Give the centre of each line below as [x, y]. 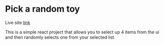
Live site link [18, 22]
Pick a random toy [42, 9]
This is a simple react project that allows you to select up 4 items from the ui [82, 32]
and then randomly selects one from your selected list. [60, 37]
